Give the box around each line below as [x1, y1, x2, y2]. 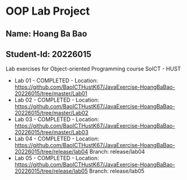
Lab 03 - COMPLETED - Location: [14, 116, 100, 123]
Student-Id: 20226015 [5, 49, 92, 59]
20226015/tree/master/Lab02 [14, 109, 89, 117]
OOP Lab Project [5, 4, 90, 18]
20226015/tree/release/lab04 [14, 148, 89, 156]
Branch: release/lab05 [89, 167, 145, 175]
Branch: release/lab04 [89, 148, 145, 156]
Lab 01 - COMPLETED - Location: [14, 77, 98, 85]
